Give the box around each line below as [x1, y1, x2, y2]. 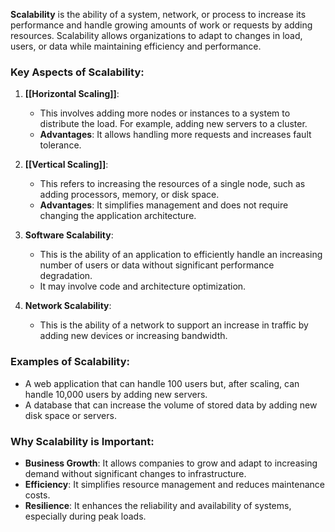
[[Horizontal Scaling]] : [24, 88, 120, 100]
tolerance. [39, 139, 82, 151]
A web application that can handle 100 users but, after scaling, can [24, 377, 300, 389]
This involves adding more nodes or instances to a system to [39, 107, 291, 119]
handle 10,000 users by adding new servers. [24, 388, 208, 400]
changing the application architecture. [39, 210, 197, 222]
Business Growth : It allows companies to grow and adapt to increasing [24, 457, 318, 469]
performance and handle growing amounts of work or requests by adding [10, 19, 313, 31]
